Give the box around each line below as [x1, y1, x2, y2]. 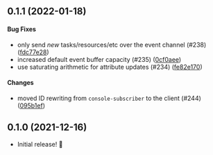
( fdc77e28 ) [17, 48, 50, 56]
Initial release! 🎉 [17, 140, 63, 148]
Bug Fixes [7, 24, 37, 33]
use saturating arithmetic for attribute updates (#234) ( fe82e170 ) [17, 63, 203, 71]
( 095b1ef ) [17, 101, 45, 110]
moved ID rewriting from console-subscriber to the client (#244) [17, 94, 201, 102]
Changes [7, 79, 34, 87]
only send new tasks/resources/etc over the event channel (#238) [17, 40, 207, 49]
